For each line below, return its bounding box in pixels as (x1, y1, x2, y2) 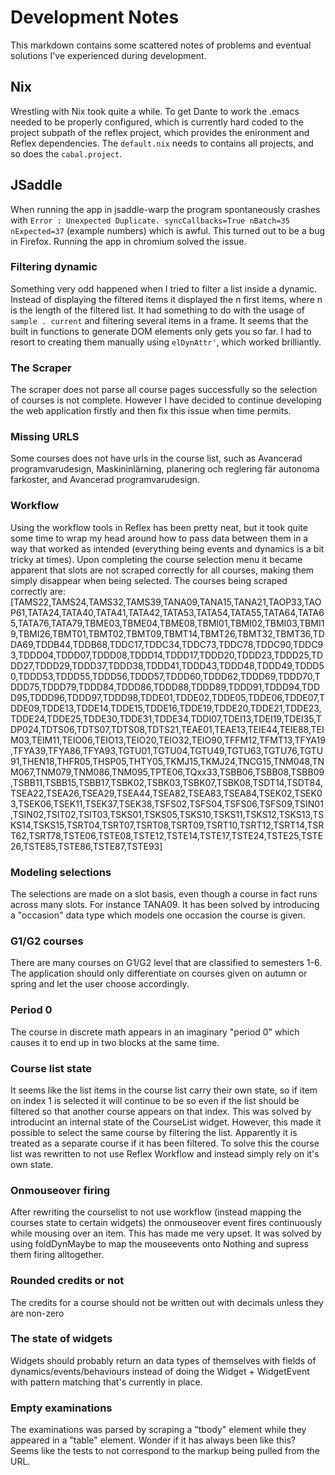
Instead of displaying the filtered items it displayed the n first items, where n (10, 293, 323, 305)
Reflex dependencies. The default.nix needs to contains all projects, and (10, 137, 314, 149)
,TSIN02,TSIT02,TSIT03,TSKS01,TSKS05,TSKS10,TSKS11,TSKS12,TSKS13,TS (10, 808, 325, 820)
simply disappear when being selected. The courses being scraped (10, 574, 288, 586)
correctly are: (10, 585, 67, 597)
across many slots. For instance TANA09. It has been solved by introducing (10, 899, 320, 911)
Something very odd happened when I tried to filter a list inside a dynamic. (10, 282, 318, 295)
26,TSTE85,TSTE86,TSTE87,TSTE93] (10, 840, 163, 852)
